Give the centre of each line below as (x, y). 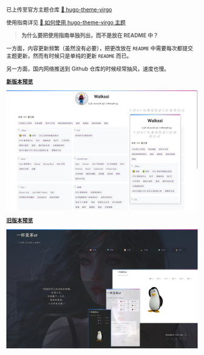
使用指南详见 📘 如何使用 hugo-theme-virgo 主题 (66, 22)
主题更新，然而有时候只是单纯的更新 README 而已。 (69, 56)
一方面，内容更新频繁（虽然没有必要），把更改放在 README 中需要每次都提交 (100, 48)
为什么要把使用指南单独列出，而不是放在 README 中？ (90, 35)
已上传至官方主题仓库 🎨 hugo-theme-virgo (59, 9)
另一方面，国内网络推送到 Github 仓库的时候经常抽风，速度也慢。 (88, 69)
